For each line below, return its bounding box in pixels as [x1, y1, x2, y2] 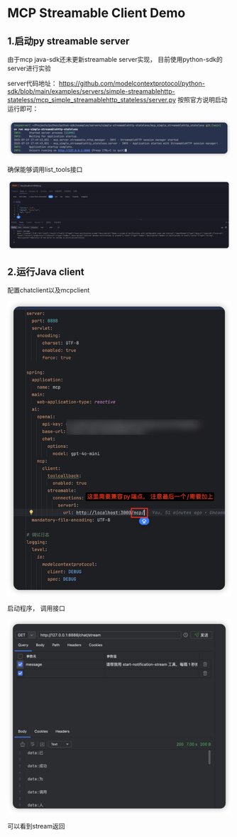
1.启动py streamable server [7, 35, 130, 47]
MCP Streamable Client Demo [7, 5, 186, 21]
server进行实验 [7, 64, 52, 72]
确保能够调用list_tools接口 [7, 165, 83, 173]
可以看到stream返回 [7, 821, 65, 830]
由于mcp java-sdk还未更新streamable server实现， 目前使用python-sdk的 [7, 55, 223, 63]
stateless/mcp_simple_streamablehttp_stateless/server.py [7, 96, 176, 104]
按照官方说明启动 [177, 96, 228, 104]
